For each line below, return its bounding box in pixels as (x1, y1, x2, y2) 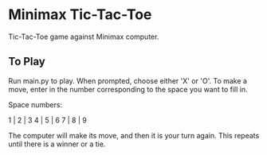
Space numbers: (8, 99, 62, 109)
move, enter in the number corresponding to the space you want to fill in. (8, 84, 249, 94)
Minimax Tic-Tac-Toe (8, 6, 152, 24)
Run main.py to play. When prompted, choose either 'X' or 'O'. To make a (8, 76, 247, 85)
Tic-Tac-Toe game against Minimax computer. (8, 32, 159, 41)
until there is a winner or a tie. (8, 139, 106, 149)
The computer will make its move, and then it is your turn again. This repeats (8, 130, 260, 140)
